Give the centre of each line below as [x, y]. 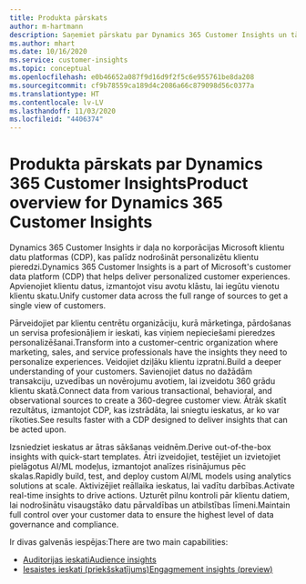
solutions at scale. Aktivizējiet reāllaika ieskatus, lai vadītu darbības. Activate [152, 486]
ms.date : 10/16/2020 [49, 52]
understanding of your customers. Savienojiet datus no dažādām [131, 372]
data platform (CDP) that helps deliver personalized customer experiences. [150, 277]
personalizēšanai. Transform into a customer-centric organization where [144, 343]
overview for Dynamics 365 [116, 203]
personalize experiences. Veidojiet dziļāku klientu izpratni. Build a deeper [146, 362]
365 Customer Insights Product [129, 184]
